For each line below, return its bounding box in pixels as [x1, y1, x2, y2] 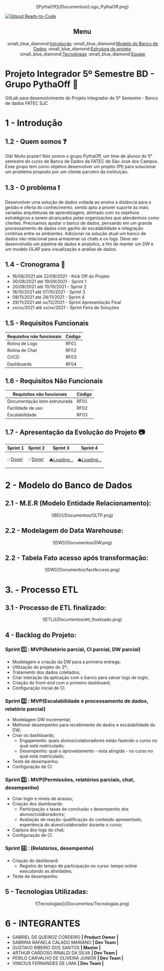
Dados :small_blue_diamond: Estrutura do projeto [33, 46, 131, 52]
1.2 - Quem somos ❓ [5, 138, 67, 146]
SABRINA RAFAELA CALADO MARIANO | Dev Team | [12, 939, 119, 945]
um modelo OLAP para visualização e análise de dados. [5, 246, 117, 252]
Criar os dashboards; [12, 733, 55, 738]
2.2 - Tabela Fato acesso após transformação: [5, 554, 148, 562]
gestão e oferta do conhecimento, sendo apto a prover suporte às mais [5, 204, 149, 210]
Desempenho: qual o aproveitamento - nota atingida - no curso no [19, 748, 153, 754]
